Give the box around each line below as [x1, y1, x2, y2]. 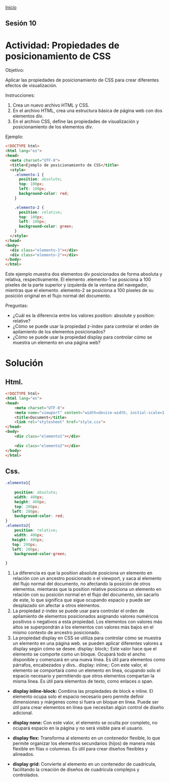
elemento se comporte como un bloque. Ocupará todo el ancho [12, 651, 146, 657]
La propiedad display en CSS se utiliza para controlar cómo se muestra [12, 635, 161, 641]
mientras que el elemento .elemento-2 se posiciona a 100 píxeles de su [5, 288, 154, 294]
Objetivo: [5, 67, 24, 73]
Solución [5, 357, 44, 369]
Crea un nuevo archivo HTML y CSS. [12, 102, 90, 109]
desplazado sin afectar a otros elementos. [12, 603, 100, 609]
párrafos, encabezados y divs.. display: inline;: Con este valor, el [12, 662, 148, 668]
